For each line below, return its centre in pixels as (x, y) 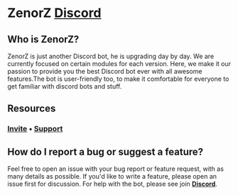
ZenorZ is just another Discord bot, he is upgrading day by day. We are (111, 56)
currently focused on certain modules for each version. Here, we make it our (119, 64)
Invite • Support (35, 129)
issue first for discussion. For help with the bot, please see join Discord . (113, 184)
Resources (32, 109)
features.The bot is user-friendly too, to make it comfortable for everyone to (118, 79)
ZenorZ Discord (54, 13)
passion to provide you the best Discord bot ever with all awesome (105, 71)
